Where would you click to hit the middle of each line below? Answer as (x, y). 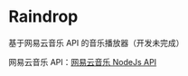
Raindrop (43, 17)
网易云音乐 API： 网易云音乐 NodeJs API (83, 62)
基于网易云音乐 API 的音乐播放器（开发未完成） (96, 43)
